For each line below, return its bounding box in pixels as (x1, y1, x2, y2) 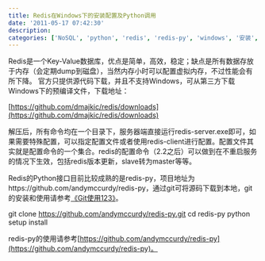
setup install (8, 217, 48, 227)
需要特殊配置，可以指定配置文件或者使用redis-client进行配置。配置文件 (14, 136, 248, 147)
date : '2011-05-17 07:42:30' (8, 19, 105, 27)
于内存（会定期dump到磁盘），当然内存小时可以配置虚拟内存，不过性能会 (8, 67, 246, 76)
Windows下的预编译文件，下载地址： (8, 86, 129, 96)
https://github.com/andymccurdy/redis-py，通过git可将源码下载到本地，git (8, 183, 253, 193)
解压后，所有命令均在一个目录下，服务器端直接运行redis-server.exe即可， (8, 127, 250, 136)
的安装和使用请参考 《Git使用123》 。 (8, 194, 123, 203)
